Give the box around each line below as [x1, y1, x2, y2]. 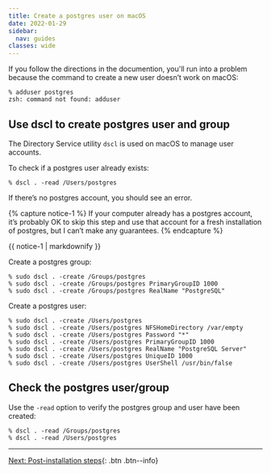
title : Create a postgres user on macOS [8, 11, 147, 20]
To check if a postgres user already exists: [8, 163, 149, 172]
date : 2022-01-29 [8, 19, 67, 27]
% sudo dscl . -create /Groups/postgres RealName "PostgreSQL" [8, 286, 226, 295]
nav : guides [15, 34, 56, 43]
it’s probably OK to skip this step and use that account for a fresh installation [8, 217, 262, 226]
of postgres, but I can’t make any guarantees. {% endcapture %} [8, 226, 223, 235]
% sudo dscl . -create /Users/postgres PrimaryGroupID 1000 [8, 337, 215, 346]
